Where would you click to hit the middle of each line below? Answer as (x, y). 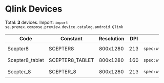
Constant (72, 38)
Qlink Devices (34, 9)
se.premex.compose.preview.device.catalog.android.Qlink (64, 27)
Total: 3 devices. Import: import (37, 22)
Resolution (112, 38)
